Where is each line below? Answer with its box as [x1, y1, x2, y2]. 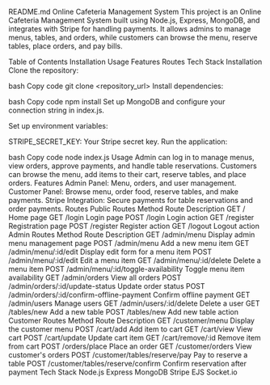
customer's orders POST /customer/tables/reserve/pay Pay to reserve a [8, 350, 248, 359]
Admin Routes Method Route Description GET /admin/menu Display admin [8, 230, 255, 239]
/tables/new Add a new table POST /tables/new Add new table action [8, 307, 238, 316]
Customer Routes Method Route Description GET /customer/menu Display [8, 315, 255, 325]
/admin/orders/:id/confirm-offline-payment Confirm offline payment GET [8, 290, 251, 299]
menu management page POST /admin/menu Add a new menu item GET [8, 239, 250, 247]
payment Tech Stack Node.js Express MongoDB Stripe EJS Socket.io [8, 367, 238, 377]
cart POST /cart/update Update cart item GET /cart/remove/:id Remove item [8, 333, 261, 342]
